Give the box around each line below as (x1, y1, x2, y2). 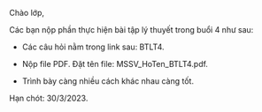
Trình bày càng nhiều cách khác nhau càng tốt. (21, 76, 195, 86)
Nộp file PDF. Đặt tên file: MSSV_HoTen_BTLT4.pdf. (21, 59, 208, 69)
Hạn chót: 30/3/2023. (9, 93, 89, 103)
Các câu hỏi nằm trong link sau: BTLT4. (21, 41, 166, 52)
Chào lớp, (9, 8, 45, 18)
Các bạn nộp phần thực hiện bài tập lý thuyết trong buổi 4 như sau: (9, 25, 254, 34)
